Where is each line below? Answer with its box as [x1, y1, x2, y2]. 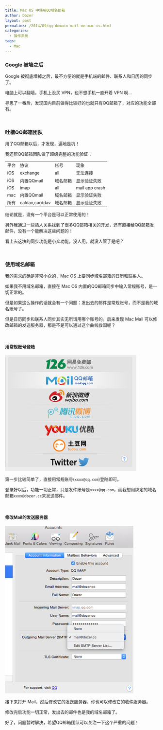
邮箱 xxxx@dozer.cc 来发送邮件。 [5, 493, 68, 499]
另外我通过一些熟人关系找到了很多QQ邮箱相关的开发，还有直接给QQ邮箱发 [5, 222, 154, 228]
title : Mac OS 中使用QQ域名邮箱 [5, 8, 65, 13]
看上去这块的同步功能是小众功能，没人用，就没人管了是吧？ [5, 238, 124, 244]
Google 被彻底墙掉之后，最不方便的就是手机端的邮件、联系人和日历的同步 [5, 73, 153, 79]
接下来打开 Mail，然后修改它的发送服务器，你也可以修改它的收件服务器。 [5, 698, 151, 705]
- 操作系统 [9, 34, 29, 38]
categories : [5, 28, 29, 34]
